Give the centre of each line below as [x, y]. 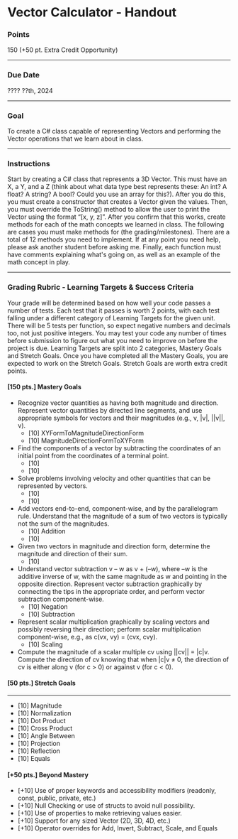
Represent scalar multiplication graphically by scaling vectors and [114, 622]
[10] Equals [34, 759]
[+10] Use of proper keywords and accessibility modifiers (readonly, [117, 791]
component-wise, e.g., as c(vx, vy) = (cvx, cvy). [87, 637]
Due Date [24, 75]
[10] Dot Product [41, 721]
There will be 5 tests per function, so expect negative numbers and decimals [119, 325]
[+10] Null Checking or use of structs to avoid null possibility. [106, 806]
